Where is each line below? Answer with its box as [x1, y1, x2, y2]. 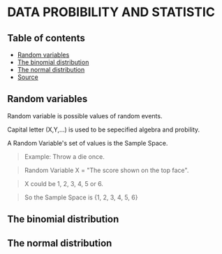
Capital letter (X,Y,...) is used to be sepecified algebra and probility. [7, 125, 200, 134]
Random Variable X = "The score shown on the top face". [24, 166, 189, 174]
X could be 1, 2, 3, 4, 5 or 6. [24, 179, 103, 188]
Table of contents [7, 32, 85, 44]
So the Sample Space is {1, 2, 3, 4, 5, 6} [24, 193, 138, 202]
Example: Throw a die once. [24, 152, 105, 161]
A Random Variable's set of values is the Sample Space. [7, 139, 168, 147]
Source [17, 73, 38, 81]
